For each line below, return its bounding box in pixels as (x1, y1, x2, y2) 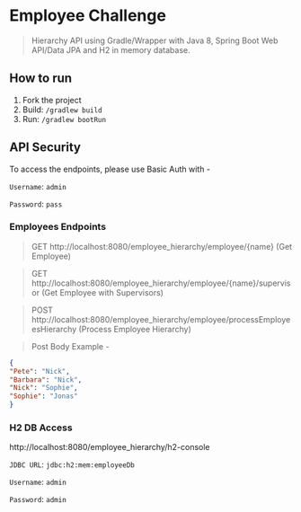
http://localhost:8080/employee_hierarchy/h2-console (9, 442, 210, 453)
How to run (9, 71, 73, 86)
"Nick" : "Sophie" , (9, 384, 78, 393)
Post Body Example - (31, 340, 110, 351)
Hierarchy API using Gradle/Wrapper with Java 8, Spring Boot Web (31, 35, 279, 46)
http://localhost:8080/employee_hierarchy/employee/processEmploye (31, 313, 291, 324)
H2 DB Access (9, 421, 74, 434)
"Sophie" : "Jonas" (9, 392, 78, 401)
